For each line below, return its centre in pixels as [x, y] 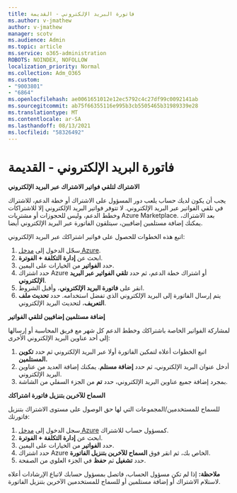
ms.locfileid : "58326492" [46, 132]
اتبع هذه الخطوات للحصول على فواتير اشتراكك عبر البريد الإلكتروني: [97, 237]
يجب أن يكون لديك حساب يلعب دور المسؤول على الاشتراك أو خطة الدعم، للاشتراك [117, 201]
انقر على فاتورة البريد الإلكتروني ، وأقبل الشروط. [81, 288]
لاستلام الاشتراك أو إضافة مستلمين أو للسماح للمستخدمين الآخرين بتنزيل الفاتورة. [115, 482]
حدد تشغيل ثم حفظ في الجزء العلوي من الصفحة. [82, 460]
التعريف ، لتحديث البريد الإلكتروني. [62, 303]
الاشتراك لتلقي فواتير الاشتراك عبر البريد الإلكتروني [74, 187]
